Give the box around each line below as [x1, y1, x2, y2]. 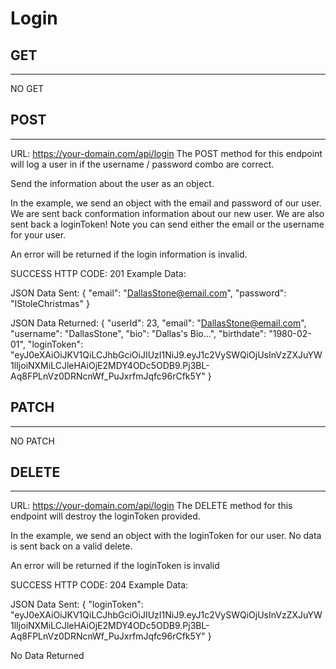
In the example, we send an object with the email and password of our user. [10, 197, 322, 209]
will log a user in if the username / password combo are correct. [10, 158, 275, 170]
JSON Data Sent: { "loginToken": [10, 598, 144, 611]
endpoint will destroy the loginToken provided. [10, 510, 201, 522]
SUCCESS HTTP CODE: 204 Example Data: [10, 579, 189, 591]
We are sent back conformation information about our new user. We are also [10, 207, 325, 219]
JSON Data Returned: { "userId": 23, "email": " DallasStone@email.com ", [10, 317, 307, 329]
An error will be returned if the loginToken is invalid [10, 560, 220, 572]
